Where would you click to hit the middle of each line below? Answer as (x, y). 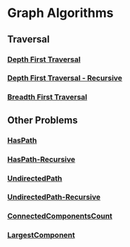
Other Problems (43, 120)
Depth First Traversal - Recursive (65, 78)
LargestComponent (41, 235)
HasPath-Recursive (41, 159)
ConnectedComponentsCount (60, 216)
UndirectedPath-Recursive (54, 197)
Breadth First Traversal (47, 97)
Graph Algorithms (60, 13)
